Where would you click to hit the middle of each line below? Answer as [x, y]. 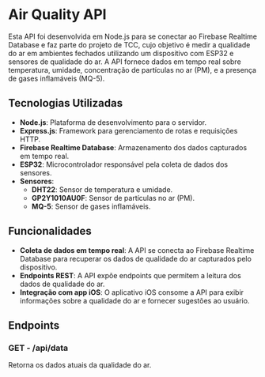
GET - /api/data [38, 348]
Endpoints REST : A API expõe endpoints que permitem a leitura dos [130, 275]
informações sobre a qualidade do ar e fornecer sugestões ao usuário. [134, 300]
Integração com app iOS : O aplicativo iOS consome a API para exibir [131, 292]
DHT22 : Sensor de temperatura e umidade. [102, 189]
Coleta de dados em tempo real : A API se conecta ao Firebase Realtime [137, 250]
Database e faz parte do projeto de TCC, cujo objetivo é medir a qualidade [129, 44]
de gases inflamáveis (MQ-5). [57, 78]
